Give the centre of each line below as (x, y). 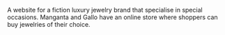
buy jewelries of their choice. (49, 24)
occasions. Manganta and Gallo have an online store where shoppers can (113, 17)
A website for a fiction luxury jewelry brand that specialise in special (105, 10)
